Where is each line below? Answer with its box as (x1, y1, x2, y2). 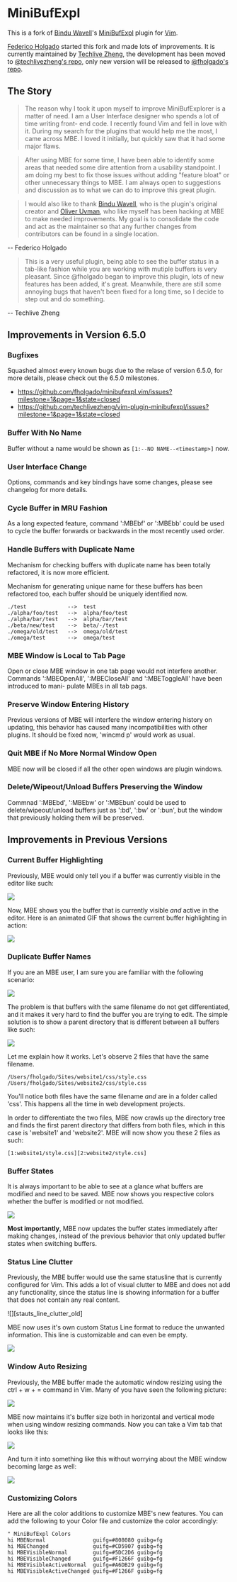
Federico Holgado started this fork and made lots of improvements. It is (7, 42, 216, 50)
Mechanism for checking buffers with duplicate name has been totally (7, 560, 211, 569)
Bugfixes (7, 350, 39, 360)
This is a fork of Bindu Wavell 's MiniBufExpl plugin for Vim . (7, 28, 178, 37)
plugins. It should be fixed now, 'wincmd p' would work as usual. (7, 730, 196, 739)
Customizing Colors (7, 1493, 78, 1503)
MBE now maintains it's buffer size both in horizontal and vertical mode (7, 1413, 215, 1421)
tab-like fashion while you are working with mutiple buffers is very (24, 264, 217, 273)
